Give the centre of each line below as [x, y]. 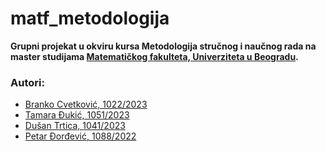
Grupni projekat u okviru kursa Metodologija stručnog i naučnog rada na [163, 46]
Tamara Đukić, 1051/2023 [77, 115]
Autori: [27, 82]
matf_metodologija [90, 18]
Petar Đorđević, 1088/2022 [80, 136]
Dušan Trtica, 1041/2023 [75, 126]
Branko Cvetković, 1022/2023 [86, 104]
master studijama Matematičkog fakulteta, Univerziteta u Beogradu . [154, 56]
